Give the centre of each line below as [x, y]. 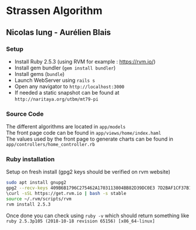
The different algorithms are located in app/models [66, 127]
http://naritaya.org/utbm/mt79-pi [56, 99]
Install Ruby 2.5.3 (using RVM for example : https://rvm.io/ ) [85, 61]
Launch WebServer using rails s [55, 80]
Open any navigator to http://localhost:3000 [69, 86]
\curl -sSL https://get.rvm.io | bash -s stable [66, 194]
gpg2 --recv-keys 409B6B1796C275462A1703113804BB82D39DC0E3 [81, 188]
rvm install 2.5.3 [28, 204]
